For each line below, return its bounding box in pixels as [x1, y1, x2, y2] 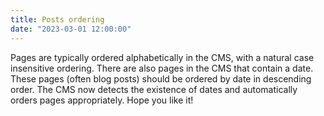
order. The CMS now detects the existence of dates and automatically [10, 83, 298, 95]
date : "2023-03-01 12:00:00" [10, 24, 132, 34]
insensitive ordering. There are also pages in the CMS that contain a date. [10, 62, 314, 74]
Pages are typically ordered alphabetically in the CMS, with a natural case [10, 51, 315, 63]
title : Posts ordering [10, 14, 105, 25]
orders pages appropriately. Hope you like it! [10, 94, 194, 106]
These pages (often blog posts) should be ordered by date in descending [10, 72, 312, 85]
